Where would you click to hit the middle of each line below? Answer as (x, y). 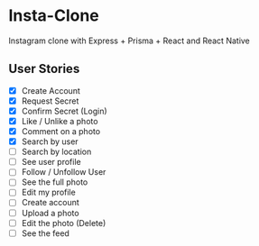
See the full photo (55, 182)
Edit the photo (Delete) (64, 223)
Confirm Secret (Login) (64, 111)
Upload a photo (50, 213)
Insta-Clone (54, 16)
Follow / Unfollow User (64, 172)
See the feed (45, 233)
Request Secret (50, 101)
